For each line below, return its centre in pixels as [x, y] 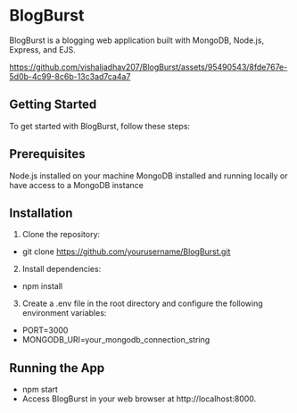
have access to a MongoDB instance [77, 185]
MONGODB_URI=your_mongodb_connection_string [116, 340]
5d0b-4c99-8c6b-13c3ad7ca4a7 [70, 76]
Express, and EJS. [42, 49]
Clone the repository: [61, 235]
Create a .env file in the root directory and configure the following [142, 303]
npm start [40, 390]
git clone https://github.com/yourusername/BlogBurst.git [126, 252]
